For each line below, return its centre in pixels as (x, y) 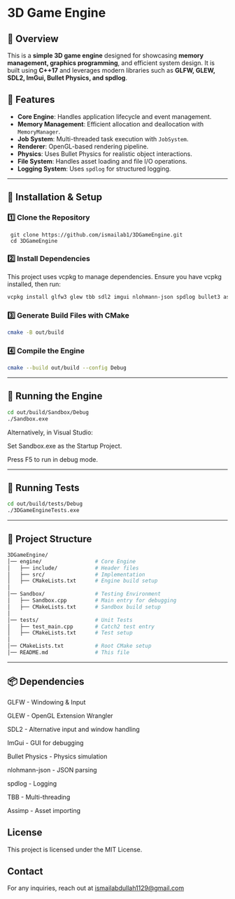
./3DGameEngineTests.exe (43, 511)
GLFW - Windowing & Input (47, 702)
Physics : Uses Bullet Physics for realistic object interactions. (105, 154)
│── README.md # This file (69, 653)
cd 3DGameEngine (34, 241)
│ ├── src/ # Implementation (76, 574)
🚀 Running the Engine (55, 396)
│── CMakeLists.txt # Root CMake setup (79, 646)
